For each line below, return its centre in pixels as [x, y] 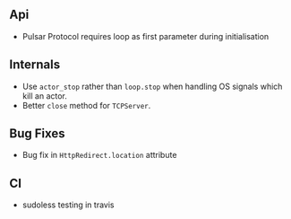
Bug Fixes [37, 134]
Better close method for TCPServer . [86, 105]
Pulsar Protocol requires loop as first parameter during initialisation [145, 36]
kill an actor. [44, 96]
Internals [35, 65]
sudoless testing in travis [68, 205]
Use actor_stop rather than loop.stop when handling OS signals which [152, 86]
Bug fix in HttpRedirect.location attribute [99, 155]
